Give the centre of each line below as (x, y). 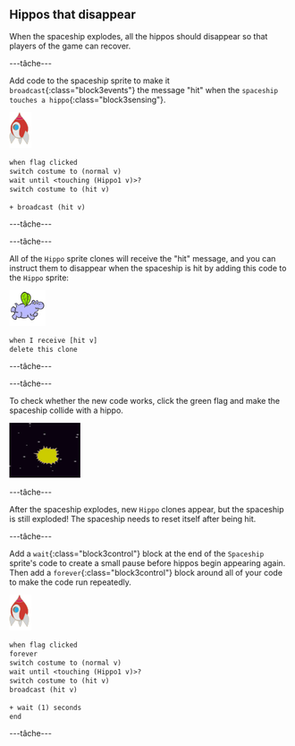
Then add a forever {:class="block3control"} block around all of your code (146, 572)
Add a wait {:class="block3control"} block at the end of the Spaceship (137, 553)
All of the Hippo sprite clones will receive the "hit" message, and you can (143, 258)
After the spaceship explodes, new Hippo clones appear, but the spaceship (147, 509)
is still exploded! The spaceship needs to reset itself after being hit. (133, 519)
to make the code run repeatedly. (71, 582)
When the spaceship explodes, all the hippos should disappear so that (139, 36)
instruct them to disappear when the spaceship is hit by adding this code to (148, 268)
